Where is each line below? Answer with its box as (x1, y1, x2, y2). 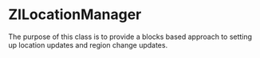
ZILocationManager (8, 6, 142, 24)
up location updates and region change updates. (8, 40, 168, 49)
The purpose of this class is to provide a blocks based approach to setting (8, 32, 253, 41)
